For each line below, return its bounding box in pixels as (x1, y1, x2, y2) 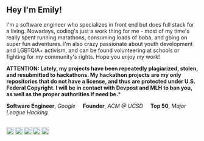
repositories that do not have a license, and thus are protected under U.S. (6, 77, 195, 85)
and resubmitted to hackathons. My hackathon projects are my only (6, 71, 181, 78)
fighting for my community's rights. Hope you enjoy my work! (6, 53, 160, 60)
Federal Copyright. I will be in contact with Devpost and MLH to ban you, (6, 84, 193, 91)
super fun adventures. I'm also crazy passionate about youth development (6, 40, 193, 47)
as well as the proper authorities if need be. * (6, 90, 121, 97)
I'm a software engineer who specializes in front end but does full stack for (6, 21, 195, 28)
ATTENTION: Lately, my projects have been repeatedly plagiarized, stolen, (6, 65, 199, 72)
